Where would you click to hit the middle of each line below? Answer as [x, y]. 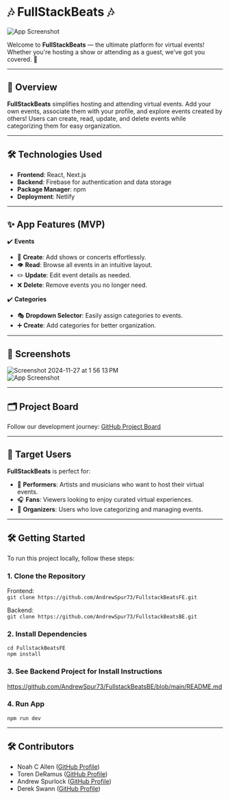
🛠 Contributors [41, 746]
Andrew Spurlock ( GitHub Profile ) [64, 781]
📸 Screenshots [39, 354]
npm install [24, 654]
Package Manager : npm [51, 189]
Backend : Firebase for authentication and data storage [94, 182]
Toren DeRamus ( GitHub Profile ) [62, 774]
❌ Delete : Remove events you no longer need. [82, 285]
